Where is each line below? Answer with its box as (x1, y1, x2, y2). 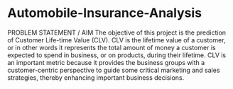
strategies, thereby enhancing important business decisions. (7, 73, 185, 82)
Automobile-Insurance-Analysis (7, 5, 202, 21)
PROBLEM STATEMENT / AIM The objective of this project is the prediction (7, 28, 226, 37)
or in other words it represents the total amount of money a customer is (7, 43, 216, 52)
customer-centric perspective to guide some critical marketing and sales (7, 66, 220, 74)
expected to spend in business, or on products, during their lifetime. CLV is (7, 51, 227, 59)
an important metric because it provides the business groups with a (7, 58, 205, 66)
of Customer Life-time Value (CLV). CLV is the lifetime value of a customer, (7, 35, 226, 44)
